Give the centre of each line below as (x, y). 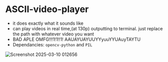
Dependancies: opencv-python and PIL (52, 44)
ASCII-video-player (47, 9)
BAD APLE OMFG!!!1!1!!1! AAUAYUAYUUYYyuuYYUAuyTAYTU (77, 39)
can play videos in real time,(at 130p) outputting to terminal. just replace (88, 28)
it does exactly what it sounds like (48, 23)
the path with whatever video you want (53, 34)
